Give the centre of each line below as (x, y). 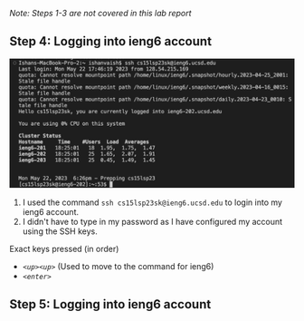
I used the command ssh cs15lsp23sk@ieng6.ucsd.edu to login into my (152, 202)
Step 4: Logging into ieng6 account (111, 41)
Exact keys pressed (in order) (64, 248)
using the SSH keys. (60, 231)
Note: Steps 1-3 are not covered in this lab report (100, 13)
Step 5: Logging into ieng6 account (110, 304)
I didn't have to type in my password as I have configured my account (152, 221)
